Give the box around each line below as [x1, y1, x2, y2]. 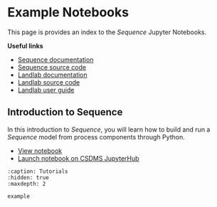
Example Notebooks [7, 4, 129, 21]
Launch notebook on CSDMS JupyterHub [17, 154, 140, 162]
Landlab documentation [17, 70, 88, 79]
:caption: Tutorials [7, 168, 69, 175]
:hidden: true [7, 174, 50, 181]
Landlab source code [17, 78, 80, 86]
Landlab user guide [17, 85, 75, 94]
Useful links [7, 41, 44, 50]
